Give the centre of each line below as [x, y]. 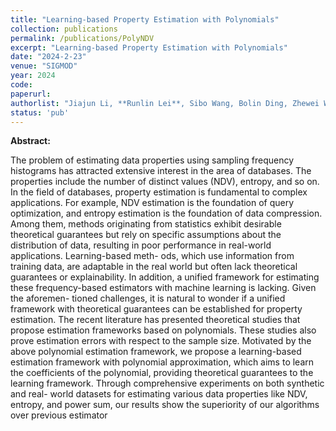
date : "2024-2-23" [48, 57]
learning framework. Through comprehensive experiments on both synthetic [167, 383]
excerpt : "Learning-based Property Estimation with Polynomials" [149, 47]
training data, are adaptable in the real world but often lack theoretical [154, 267]
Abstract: [30, 141]
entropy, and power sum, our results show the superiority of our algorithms [165, 405]
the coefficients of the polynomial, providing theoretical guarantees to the [162, 373]
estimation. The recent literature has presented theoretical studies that [155, 320]
